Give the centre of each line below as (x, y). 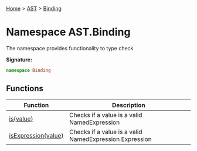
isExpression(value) (36, 135)
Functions (25, 89)
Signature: (19, 59)
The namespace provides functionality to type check (70, 48)
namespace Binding (28, 70)
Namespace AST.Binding (68, 32)
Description (129, 105)
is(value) (21, 118)
